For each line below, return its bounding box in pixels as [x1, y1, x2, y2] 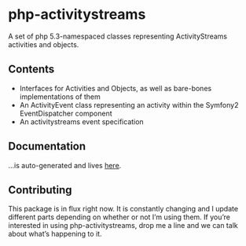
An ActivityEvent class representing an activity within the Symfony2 [19, 100, 239, 109]
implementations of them [19, 92, 101, 101]
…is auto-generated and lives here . [8, 160, 122, 170]
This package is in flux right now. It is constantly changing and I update [8, 204, 238, 214]
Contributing [8, 183, 72, 196]
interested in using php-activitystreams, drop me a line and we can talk [8, 221, 238, 230]
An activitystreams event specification [19, 116, 144, 127]
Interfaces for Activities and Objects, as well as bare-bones [19, 83, 212, 93]
